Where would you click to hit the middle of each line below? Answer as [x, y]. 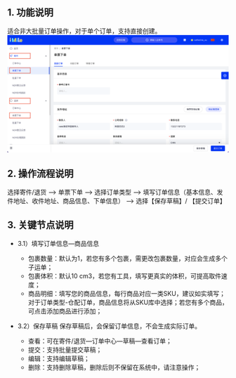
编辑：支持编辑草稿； [59, 358]
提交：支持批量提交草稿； [65, 349]
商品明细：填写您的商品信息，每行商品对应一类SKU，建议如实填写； [127, 293]
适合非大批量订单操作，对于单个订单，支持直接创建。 [84, 31]
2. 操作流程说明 [40, 174]
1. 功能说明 [31, 13]
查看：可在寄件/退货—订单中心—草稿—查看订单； [100, 341]
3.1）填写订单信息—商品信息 [58, 243]
